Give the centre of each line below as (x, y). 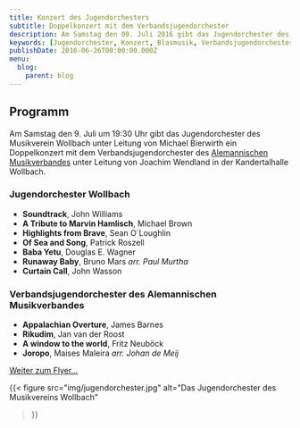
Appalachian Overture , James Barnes (92, 325)
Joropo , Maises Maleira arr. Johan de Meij (100, 353)
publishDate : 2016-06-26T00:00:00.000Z (83, 51)
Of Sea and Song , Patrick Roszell (83, 242)
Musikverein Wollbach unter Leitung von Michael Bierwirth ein (123, 143)
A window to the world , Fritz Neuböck (93, 344)
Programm (39, 112)
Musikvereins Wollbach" (54, 398)
